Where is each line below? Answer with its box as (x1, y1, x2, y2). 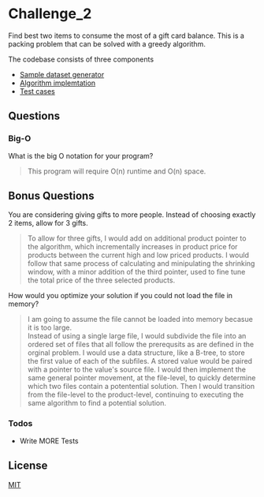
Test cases (19, 86, 55, 95)
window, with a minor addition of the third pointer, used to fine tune (27, 267, 246, 277)
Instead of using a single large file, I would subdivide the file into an (27, 331, 247, 341)
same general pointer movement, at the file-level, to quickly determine (27, 373, 256, 383)
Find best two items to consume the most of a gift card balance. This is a (8, 31, 244, 40)
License (8, 459, 48, 473)
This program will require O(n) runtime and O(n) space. (27, 166, 206, 176)
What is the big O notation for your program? (8, 151, 154, 160)
